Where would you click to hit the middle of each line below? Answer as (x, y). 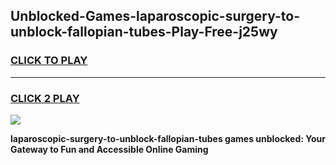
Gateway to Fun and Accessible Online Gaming (109, 149)
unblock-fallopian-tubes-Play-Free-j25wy (144, 32)
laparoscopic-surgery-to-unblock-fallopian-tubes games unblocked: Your (168, 138)
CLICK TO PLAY (49, 61)
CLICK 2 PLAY (45, 98)
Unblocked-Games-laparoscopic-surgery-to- (155, 16)
